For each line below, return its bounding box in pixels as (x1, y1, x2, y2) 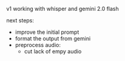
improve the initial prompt (15, 28, 79, 36)
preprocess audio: (15, 42, 61, 48)
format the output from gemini (15, 35, 91, 42)
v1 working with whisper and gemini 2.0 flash (6, 5, 120, 12)
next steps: (6, 17, 35, 24)
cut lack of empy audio (24, 48, 82, 55)
